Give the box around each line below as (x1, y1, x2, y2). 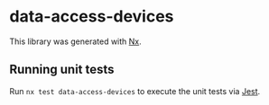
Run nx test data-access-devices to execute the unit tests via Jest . (9, 85, 261, 96)
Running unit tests (9, 62, 115, 77)
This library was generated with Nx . (9, 36, 142, 47)
